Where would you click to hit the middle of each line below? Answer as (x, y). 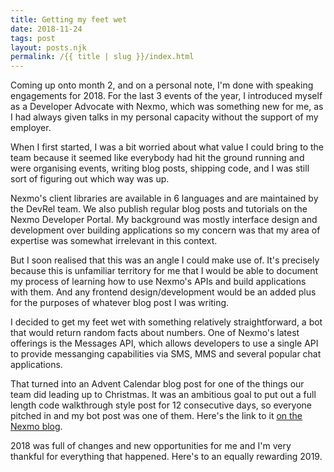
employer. (31, 128)
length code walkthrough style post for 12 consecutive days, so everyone (161, 405)
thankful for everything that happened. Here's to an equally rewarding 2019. (166, 457)
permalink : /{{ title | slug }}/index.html (102, 57)
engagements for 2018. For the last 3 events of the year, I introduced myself (166, 96)
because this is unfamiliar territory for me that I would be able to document (164, 271)
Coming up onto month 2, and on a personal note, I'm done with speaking (162, 85)
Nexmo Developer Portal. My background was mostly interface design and (164, 220)
